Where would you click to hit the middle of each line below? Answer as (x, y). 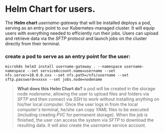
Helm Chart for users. (50, 9)
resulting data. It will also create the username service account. (82, 125)
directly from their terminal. (33, 43)
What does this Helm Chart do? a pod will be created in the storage (86, 89)
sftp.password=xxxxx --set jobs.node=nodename (54, 80)
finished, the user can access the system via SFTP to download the (85, 120)
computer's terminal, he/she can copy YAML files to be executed (83, 110)
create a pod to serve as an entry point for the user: (68, 56)
